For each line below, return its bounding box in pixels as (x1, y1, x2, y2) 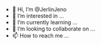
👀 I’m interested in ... (12, 12, 64, 19)
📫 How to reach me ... (12, 32, 69, 39)
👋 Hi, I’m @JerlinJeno (12, 6, 67, 13)
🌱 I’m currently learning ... (12, 19, 78, 26)
